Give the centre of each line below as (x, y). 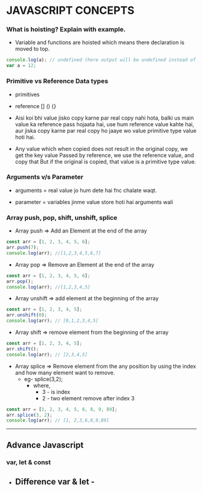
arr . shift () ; (23, 349)
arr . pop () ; (20, 281)
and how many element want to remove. (65, 373)
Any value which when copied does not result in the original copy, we (101, 149)
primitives (27, 94)
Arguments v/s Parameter (45, 177)
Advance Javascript (45, 445)
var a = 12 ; (21, 66)
